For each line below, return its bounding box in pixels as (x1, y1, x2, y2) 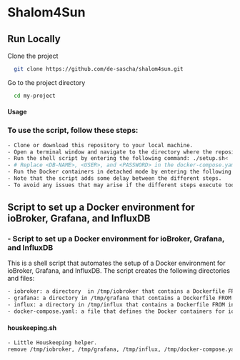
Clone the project (7, 51, 59, 60)
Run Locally (7, 33, 61, 45)
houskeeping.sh (7, 323, 57, 332)
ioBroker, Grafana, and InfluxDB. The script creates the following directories (7, 266, 231, 275)
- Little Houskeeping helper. (7, 339, 98, 346)
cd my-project (14, 92, 56, 99)
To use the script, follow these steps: (7, 126, 139, 136)
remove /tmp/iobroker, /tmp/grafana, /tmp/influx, (7, 346, 161, 354)
